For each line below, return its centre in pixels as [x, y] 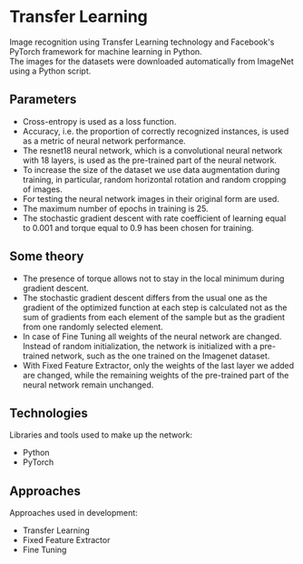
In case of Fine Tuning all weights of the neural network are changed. [152, 336]
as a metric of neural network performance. [104, 141]
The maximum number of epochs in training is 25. [115, 208]
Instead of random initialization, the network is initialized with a [140, 346]
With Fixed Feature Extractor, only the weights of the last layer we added [158, 365]
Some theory [47, 257]
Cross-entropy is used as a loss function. [99, 121]
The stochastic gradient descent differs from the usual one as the [145, 297]
